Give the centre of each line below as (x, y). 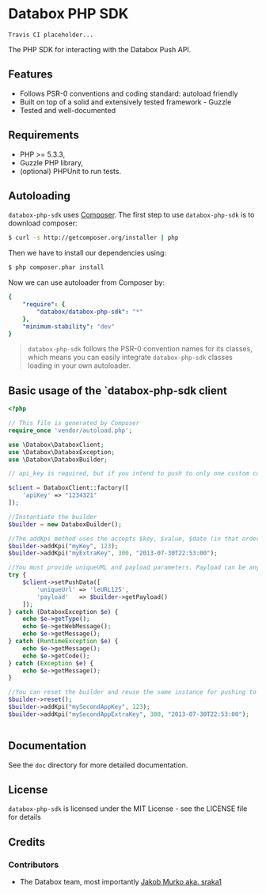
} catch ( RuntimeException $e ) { (63, 642)
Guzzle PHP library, (51, 162)
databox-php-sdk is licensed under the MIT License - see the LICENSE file (128, 809)
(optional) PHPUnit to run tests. (70, 171)
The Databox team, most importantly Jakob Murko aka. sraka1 (120, 882)
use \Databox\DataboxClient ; (56, 445)
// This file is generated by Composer (74, 423)
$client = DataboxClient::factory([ (68, 488)
